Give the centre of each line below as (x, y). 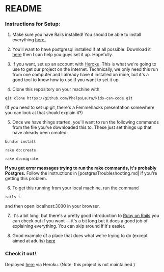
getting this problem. (26, 179)
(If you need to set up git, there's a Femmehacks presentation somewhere (80, 107)
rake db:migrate (22, 159)
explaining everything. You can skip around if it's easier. (69, 226)
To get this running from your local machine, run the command (75, 188)
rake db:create (21, 151)
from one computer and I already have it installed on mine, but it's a (80, 75)
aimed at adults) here (34, 241)
